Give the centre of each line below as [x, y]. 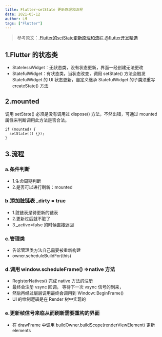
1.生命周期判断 [27, 181]
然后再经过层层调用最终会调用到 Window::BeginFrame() [68, 293]
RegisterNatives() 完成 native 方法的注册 [52, 281]
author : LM [16, 19]
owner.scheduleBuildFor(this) [42, 256]
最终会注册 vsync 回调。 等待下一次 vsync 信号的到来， [68, 287]
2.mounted [22, 102]
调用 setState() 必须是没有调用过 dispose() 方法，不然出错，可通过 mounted [81, 114]
